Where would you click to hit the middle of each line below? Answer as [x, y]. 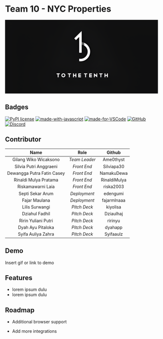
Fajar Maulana [36, 200]
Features [19, 278]
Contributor [23, 140]
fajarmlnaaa [114, 200]
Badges [17, 107]
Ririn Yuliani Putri [36, 221]
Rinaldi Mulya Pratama [36, 180]
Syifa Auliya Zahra [36, 234]
